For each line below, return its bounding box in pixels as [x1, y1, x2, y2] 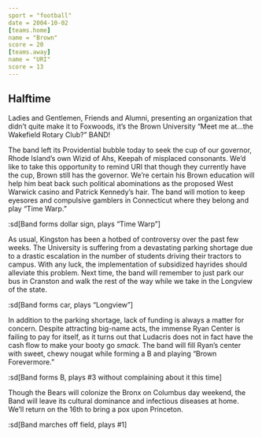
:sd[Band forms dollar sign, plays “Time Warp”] [8, 218, 161, 229]
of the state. [8, 285, 48, 294]
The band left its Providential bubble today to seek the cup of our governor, [8, 145, 252, 155]
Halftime [8, 92, 51, 106]
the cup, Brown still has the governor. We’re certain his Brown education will [8, 170, 255, 180]
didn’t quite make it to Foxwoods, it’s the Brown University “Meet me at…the [8, 121, 254, 131]
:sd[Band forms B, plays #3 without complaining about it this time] [8, 372, 223, 382]
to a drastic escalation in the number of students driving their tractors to [8, 251, 242, 260]
